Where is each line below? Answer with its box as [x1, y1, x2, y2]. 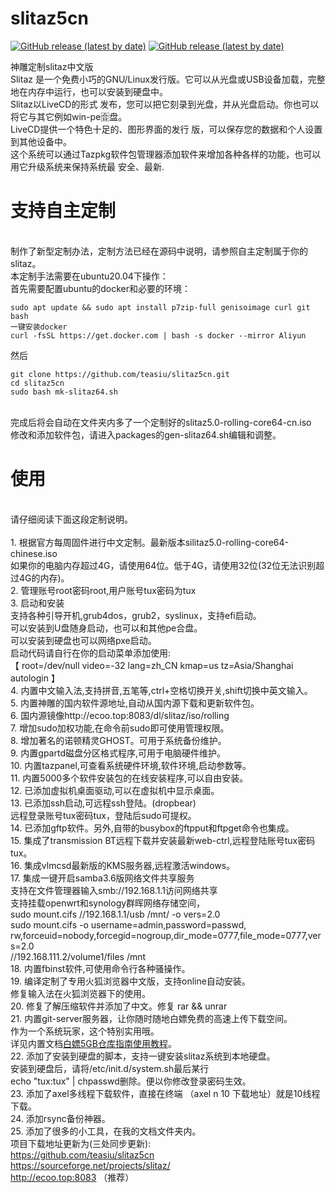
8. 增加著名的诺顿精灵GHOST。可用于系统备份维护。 [10, 734, 227, 746]
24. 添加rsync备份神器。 [10, 1112, 111, 1124]
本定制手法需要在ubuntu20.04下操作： [10, 270, 169, 282]
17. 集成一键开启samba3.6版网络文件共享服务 [10, 872, 195, 884]
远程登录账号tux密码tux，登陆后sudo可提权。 [10, 809, 197, 821]
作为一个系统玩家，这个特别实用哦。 [10, 1025, 160, 1037]
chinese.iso [10, 547, 58, 559]
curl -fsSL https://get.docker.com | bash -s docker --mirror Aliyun [10, 330, 307, 341]
